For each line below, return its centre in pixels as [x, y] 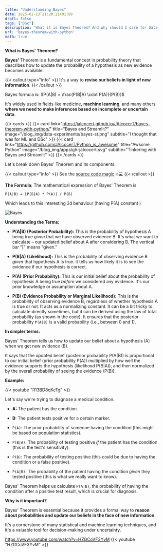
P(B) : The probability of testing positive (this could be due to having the [84, 457]
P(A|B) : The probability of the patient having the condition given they [81, 471]
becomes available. [24, 70]
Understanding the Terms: [32, 222]
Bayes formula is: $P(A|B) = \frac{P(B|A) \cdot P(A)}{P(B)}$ [65, 94]
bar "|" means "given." [35, 247]
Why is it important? [26, 500]
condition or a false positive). [41, 462]
